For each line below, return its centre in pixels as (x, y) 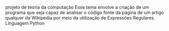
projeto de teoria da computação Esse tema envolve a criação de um (77, 7)
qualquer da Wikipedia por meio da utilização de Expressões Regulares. (80, 18)
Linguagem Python (25, 23)
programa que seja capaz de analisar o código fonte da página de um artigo (84, 12)
